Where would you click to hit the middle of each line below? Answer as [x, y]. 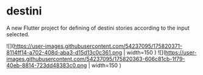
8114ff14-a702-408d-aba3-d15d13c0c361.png [64, 52]
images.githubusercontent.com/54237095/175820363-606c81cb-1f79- [96, 59]
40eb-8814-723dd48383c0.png [47, 65]
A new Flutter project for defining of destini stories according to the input [98, 28]
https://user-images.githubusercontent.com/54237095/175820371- [98, 46]
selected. [18, 34]
